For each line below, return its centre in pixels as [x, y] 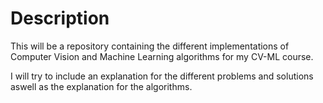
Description [60, 18]
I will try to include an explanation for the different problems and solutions [162, 76]
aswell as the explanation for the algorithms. [101, 86]
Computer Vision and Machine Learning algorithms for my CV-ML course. [162, 56]
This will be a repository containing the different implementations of [150, 46]
